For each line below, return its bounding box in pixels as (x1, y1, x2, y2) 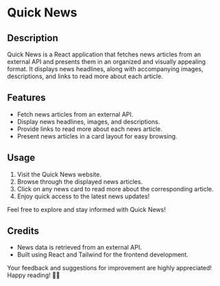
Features (7, 92, 46, 104)
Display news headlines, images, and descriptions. (16, 117, 160, 126)
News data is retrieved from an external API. (16, 243, 142, 252)
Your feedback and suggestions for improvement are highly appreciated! (7, 264, 212, 272)
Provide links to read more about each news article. (16, 125, 163, 133)
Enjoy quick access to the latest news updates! (16, 192, 150, 200)
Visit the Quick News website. (16, 170, 101, 178)
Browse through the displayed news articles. (16, 177, 143, 186)
